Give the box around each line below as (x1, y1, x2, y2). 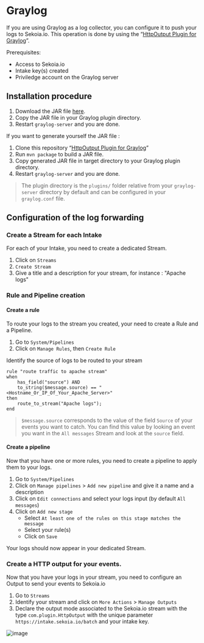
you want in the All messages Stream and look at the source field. (21, 429, 185, 437)
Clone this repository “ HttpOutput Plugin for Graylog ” (15, 144, 149, 151)
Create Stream (15, 264, 51, 271)
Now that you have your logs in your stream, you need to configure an (6, 573, 182, 581)
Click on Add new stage (15, 507, 73, 515)
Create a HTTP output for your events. (6, 559, 122, 568)
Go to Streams (15, 592, 50, 599)
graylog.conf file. (21, 195, 65, 202)
